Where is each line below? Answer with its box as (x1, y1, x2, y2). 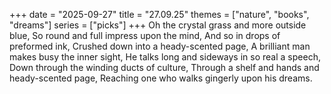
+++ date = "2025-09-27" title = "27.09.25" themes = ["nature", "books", (9, 9, 310, 20)
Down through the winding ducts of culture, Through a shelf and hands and (9, 62, 320, 73)
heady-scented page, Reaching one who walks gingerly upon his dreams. (9, 72, 313, 84)
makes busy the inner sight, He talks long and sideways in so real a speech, (9, 51, 321, 63)
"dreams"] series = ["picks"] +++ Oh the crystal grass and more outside (9, 19, 307, 31)
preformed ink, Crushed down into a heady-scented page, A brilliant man (9, 40, 311, 52)
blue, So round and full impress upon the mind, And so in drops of (9, 30, 281, 41)
